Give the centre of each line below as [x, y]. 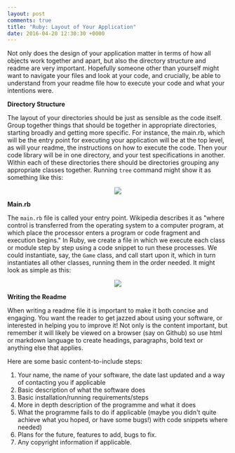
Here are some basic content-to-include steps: [75, 362]
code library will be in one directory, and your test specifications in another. [116, 155]
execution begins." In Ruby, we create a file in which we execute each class [116, 240]
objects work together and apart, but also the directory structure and [107, 61]
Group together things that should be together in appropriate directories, [112, 125]
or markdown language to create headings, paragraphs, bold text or [105, 341]
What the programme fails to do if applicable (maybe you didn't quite [117, 412]
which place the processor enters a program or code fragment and [104, 233]
